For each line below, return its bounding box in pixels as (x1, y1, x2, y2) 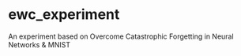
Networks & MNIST (8, 39, 71, 49)
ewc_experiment (8, 6, 120, 24)
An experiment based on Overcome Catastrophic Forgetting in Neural (8, 32, 235, 41)
